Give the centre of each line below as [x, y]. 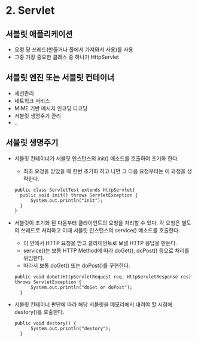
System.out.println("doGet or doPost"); [81, 287]
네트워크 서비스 [32, 101]
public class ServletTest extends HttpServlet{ [74, 190]
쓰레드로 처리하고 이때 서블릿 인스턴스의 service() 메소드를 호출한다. [100, 230]
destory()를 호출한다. [39, 311]
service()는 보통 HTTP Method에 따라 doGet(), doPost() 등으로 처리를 [106, 250]
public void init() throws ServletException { [79, 195]
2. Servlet [30, 10]
